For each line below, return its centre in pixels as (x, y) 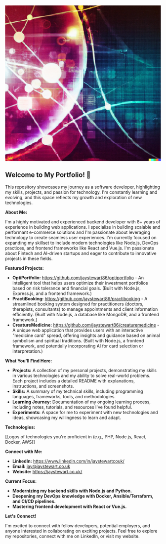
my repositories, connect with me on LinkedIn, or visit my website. (72, 536)
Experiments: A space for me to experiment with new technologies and (85, 412)
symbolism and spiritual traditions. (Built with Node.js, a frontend (78, 340)
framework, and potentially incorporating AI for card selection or (78, 346)
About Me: (16, 212)
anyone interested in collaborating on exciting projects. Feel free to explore (81, 531)
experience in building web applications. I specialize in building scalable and (83, 227)
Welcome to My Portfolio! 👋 (48, 175)
